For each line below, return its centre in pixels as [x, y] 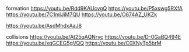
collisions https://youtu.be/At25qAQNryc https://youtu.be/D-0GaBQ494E [94, 37]
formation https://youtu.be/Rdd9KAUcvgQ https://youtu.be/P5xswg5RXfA [94, 8]
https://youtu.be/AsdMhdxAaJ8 [44, 26]
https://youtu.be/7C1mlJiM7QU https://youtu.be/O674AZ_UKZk [82, 14]
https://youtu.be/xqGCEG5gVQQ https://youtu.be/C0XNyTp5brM [84, 43]
